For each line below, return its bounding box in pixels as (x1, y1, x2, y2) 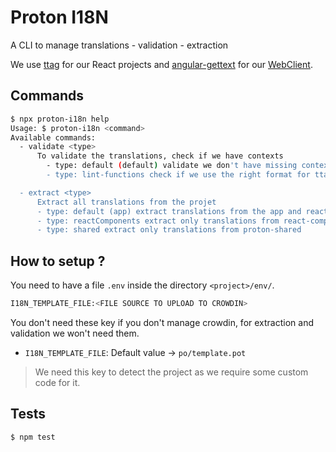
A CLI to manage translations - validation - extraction (10, 39, 229, 51)
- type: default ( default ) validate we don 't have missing (46, 161, 298, 171)
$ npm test (10, 432, 56, 442)
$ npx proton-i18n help (10, 114, 110, 124)
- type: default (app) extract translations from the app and (36, 206, 302, 216)
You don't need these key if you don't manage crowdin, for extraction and (10, 316, 314, 328)
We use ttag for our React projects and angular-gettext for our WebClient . (10, 58, 313, 70)
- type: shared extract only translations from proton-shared (36, 225, 302, 235)
